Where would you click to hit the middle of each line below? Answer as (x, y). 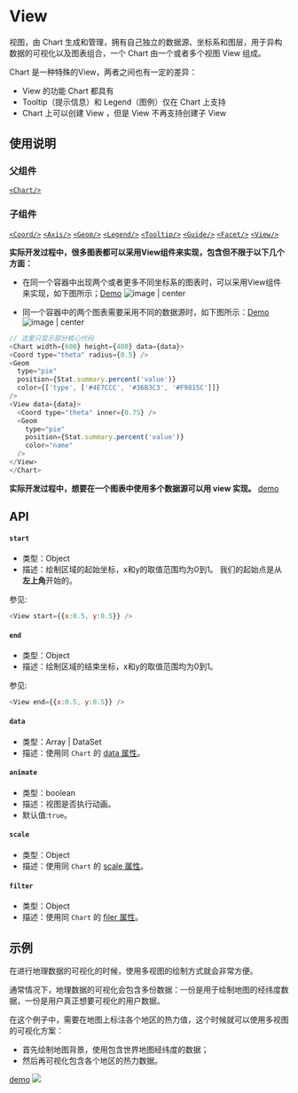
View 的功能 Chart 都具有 (68, 90)
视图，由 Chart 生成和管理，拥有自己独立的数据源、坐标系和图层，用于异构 (146, 42)
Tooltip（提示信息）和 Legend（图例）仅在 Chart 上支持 (124, 102)
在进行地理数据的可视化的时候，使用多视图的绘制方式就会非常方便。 (133, 971)
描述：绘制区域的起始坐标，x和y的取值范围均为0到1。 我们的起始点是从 (152, 570)
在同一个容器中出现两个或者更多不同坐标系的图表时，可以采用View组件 (152, 282)
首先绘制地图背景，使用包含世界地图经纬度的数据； (115, 1050)
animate (24, 773)
